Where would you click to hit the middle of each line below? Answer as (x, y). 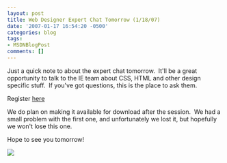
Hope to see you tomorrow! (45, 139)
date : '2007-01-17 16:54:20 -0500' (58, 26)
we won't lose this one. (40, 126)
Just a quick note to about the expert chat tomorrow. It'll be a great (102, 71)
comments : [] (26, 52)
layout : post (26, 13)
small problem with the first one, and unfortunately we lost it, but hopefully (112, 119)
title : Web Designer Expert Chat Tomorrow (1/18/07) (84, 20)
